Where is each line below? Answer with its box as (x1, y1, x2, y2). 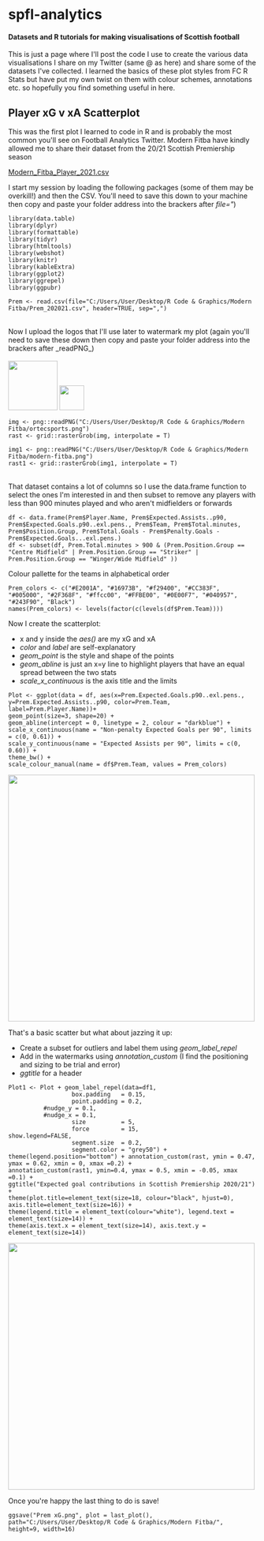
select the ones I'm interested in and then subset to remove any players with (8, 490, 256, 500)
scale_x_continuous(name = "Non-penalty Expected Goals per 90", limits (8, 726, 252, 734)
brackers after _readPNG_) (8, 343, 95, 353)
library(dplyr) (8, 222, 58, 230)
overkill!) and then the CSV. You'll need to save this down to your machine (8, 191, 248, 201)
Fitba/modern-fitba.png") (8, 452, 93, 461)
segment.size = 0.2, (71, 1139, 143, 1147)
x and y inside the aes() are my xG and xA (19, 634, 156, 644)
